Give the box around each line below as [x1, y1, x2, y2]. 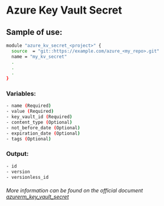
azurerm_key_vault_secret [6, 193, 69, 201]
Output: [6, 150, 29, 158]
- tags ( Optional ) [6, 136, 51, 142]
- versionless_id [6, 174, 49, 180]
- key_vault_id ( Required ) [6, 114, 73, 120]
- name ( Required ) [6, 103, 51, 109]
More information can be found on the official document [6, 187, 143, 194]
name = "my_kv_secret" [11, 54, 67, 60]
